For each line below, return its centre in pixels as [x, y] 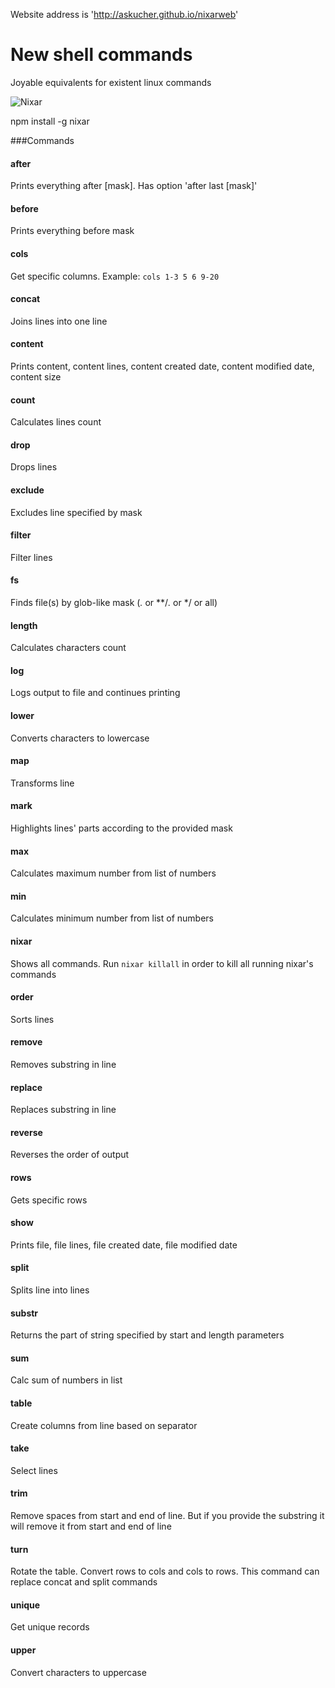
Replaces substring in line [63, 1110]
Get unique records [50, 1627]
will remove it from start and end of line [91, 1526]
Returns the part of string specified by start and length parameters [147, 1335]
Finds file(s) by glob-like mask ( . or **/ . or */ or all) [114, 602]
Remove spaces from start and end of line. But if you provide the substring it [167, 1516]
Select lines [34, 1470]
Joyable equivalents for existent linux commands [111, 82]
